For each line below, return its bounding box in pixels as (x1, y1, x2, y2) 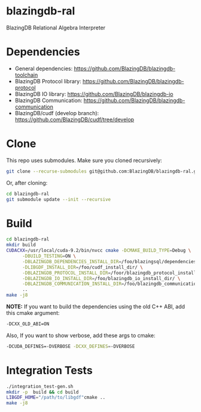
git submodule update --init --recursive (6, 196, 111, 202)
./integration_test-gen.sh (6, 383, 74, 389)
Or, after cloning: (6, 179, 48, 187)
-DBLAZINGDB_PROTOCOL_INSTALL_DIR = (22, 270, 111, 276)
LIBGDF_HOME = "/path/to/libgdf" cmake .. (6, 395, 106, 401)
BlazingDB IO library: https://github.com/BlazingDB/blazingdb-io (14, 90, 173, 97)
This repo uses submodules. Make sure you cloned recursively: (6, 157, 163, 164)
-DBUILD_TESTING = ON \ (22, 253, 77, 259)
